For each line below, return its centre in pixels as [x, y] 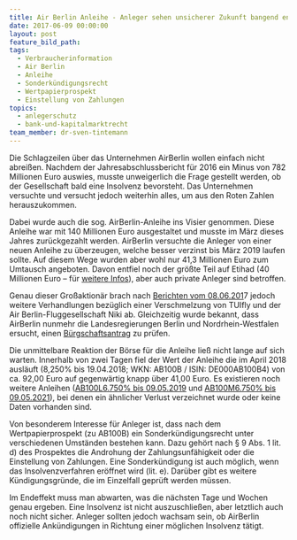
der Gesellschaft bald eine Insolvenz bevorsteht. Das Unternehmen [131, 186]
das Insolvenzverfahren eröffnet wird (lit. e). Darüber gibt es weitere [133, 471]
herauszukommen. [43, 204]
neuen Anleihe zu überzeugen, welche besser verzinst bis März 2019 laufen [147, 250]
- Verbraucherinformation [65, 58]
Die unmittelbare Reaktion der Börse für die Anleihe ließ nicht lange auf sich [147, 350]
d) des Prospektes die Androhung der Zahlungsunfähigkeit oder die [132, 451]
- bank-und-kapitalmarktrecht [72, 125]
